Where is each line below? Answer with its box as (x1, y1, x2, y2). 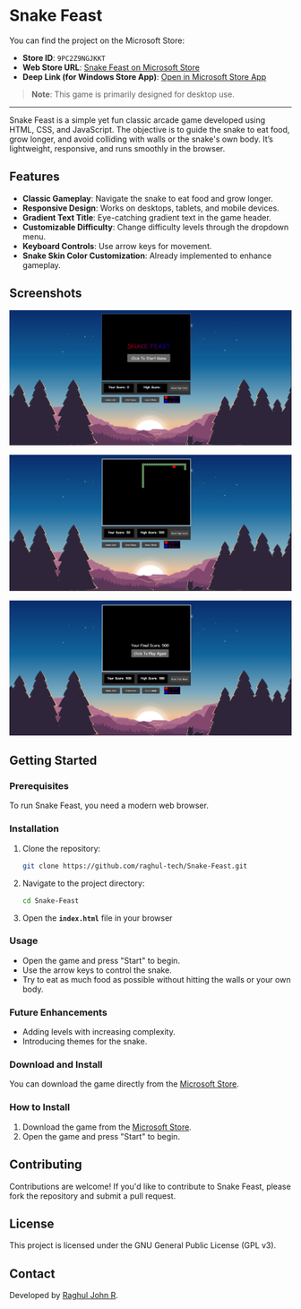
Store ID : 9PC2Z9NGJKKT (21, 52, 106, 63)
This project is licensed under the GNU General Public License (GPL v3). (9, 1240, 277, 1251)
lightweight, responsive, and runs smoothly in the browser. (9, 143, 226, 153)
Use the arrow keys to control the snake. (21, 965, 172, 975)
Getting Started (9, 753, 98, 768)
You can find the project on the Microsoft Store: (9, 35, 185, 46)
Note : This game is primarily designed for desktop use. (30, 89, 235, 100)
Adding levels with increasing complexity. (21, 1027, 176, 1037)
